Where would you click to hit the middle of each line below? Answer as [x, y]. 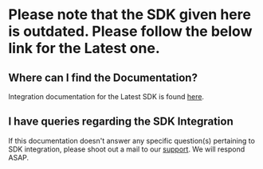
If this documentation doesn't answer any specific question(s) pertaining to [131, 140]
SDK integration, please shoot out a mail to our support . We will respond [127, 149]
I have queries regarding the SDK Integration [121, 122]
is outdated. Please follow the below [130, 31]
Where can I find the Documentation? [103, 77]
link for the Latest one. [84, 48]
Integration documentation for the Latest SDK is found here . [106, 96]
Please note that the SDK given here [130, 15]
